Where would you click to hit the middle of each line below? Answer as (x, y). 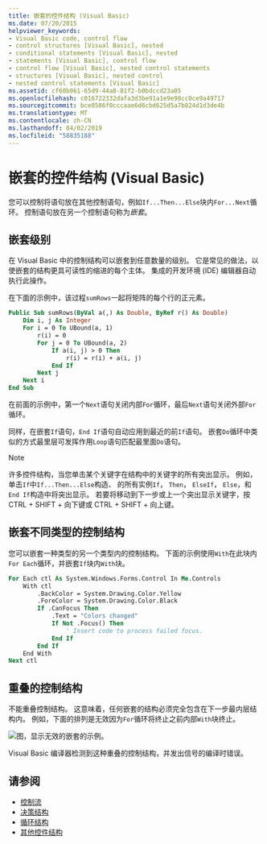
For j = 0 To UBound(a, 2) (82, 343)
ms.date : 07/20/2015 (43, 23)
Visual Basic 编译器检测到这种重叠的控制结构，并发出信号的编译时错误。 (128, 753)
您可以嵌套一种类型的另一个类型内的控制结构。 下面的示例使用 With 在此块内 (133, 553)
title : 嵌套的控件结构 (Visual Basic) (69, 16)
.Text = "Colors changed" (94, 616)
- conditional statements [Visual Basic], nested (93, 53)
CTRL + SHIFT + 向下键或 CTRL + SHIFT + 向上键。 (93, 505)
